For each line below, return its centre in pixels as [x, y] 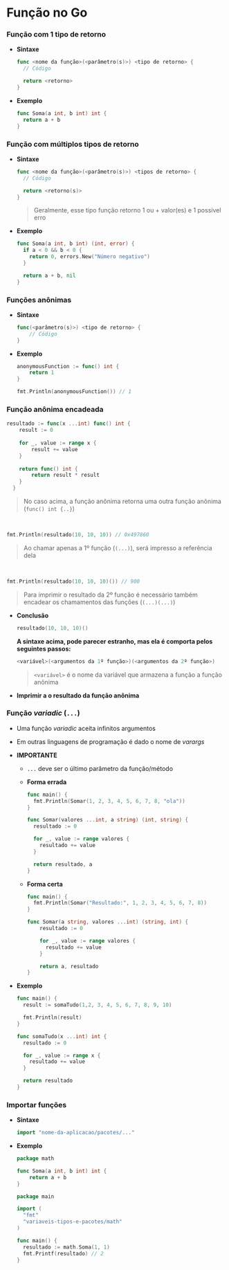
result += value [55, 449]
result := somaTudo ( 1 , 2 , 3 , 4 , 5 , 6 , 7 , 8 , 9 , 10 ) [98, 1005]
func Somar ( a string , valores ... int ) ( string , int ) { [108, 922]
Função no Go [47, 13]
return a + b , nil [49, 275]
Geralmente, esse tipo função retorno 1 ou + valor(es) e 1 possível [127, 210]
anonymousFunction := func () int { [68, 366]
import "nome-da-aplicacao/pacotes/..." [75, 1133]
